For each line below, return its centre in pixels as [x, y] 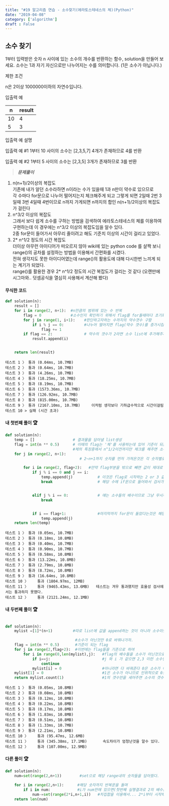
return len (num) [31, 799]
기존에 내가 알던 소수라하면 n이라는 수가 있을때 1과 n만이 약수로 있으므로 [83, 189]
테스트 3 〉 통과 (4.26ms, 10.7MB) [39, 373]
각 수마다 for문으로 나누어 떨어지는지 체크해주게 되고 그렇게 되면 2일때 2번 [85, 196]
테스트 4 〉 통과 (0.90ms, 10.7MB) [39, 549]
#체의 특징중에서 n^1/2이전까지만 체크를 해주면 [115, 449]
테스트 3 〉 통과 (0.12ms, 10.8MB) [39, 699]
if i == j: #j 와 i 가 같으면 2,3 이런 [93, 659]
